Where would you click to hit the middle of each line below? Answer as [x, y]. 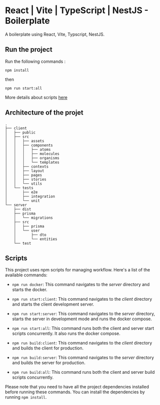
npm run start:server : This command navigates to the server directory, [83, 314]
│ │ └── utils [24, 183]
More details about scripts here [36, 97]
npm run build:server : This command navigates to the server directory [83, 358]
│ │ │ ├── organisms [32, 158]
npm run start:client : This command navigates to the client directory [82, 299]
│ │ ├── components [29, 145]
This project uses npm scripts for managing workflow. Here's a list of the [78, 270]
